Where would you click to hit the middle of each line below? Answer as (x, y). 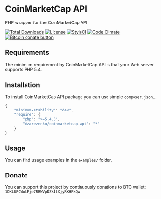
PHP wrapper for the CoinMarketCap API (46, 22)
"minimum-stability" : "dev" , (44, 110)
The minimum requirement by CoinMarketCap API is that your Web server (79, 64)
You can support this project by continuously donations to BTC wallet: (76, 187)
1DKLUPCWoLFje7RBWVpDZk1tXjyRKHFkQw (42, 192)
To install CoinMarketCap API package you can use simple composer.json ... (81, 97)
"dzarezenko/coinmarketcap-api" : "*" (61, 124)
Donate (16, 175)
